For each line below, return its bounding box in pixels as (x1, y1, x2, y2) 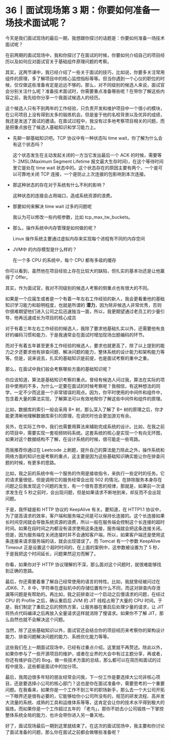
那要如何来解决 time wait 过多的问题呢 (12, 203, 92, 209)
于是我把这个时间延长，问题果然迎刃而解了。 (5, 550, 99, 557)
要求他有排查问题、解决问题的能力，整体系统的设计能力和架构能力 (22, 349, 160, 355)
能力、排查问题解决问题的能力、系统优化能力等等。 (5, 633, 112, 639)
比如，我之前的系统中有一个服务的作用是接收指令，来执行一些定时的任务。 (5, 470, 160, 476)
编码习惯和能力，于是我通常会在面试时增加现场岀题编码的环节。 (14, 332, 147, 338)
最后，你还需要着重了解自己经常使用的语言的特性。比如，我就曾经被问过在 (5, 578, 160, 585)
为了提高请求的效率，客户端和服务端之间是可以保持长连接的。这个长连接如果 (5, 512, 165, 519)
